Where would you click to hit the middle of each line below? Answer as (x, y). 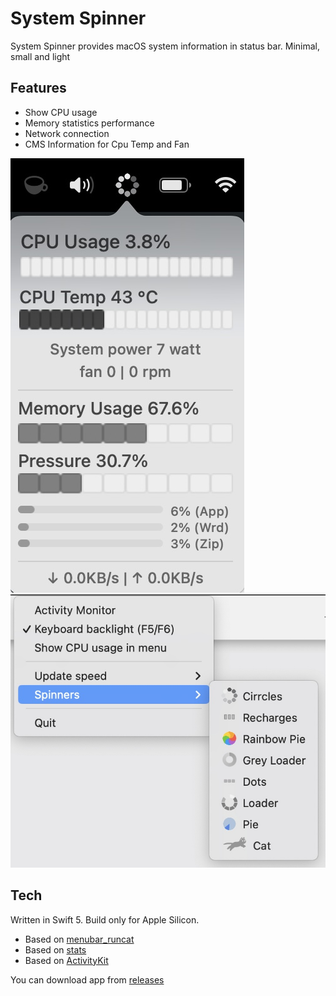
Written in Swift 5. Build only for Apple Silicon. (105, 919)
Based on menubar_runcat (79, 939)
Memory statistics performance (89, 123)
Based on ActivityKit (66, 960)
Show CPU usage (61, 112)
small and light (40, 56)
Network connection (67, 133)
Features (38, 88)
